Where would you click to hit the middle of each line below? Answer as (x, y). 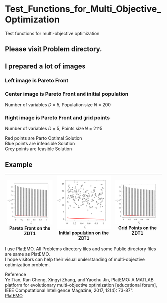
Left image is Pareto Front (37, 80)
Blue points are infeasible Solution (40, 144)
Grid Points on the (137, 228)
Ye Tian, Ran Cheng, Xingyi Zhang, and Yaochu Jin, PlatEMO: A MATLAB (79, 280)
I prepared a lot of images (45, 66)
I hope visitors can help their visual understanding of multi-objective (75, 259)
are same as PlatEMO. (28, 254)
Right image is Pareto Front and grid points (58, 117)
